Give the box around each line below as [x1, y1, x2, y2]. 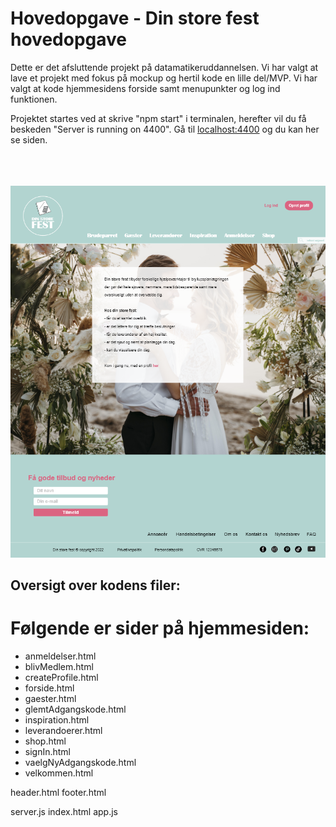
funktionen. [10, 93, 58, 105]
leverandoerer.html [24, 725, 103, 737]
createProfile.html [24, 672, 99, 684]
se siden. [10, 133, 48, 146]
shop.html [24, 735, 67, 747]
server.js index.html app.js [10, 806, 118, 818]
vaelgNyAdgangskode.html [24, 757, 137, 769]
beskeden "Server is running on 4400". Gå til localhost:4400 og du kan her [10, 123, 320, 135]
